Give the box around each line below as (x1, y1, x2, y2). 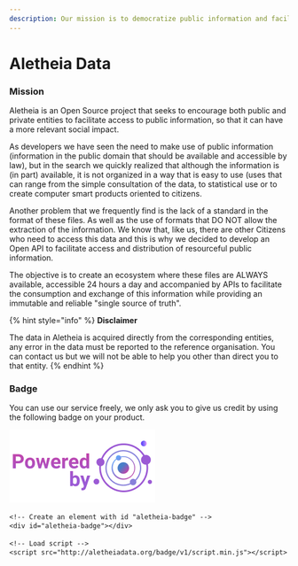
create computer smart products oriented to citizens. (9, 189, 202, 199)
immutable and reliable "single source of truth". (9, 298, 182, 309)
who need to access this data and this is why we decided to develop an (9, 234, 271, 244)
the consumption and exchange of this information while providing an (9, 289, 263, 299)
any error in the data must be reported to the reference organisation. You (9, 342, 276, 353)
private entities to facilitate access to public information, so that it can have (9, 115, 284, 126)
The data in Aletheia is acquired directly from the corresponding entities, (9, 332, 275, 343)
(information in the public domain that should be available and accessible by (9, 151, 287, 161)
